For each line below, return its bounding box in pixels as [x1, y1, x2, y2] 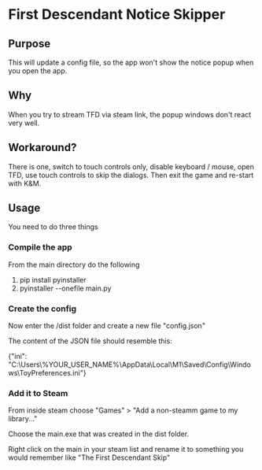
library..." [8, 414, 38, 424]
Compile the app [8, 242, 72, 253]
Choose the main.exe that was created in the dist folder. [8, 429, 190, 439]
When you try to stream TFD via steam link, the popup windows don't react [8, 109, 252, 119]
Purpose [8, 37, 51, 50]
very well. [8, 118, 40, 128]
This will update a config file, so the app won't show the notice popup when [8, 57, 254, 67]
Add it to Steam [8, 387, 68, 398]
